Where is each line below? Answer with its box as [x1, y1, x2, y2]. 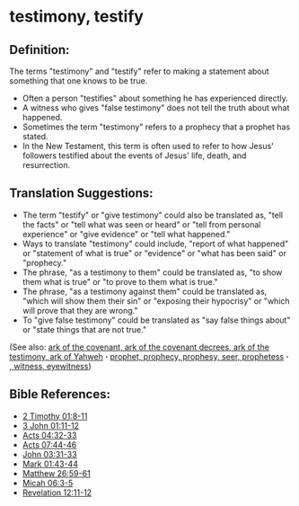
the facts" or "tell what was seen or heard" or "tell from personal [22, 218, 261, 230]
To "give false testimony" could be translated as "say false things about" [22, 315, 291, 325]
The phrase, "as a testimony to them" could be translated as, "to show [22, 267, 283, 278]
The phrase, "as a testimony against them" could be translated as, [22, 286, 268, 297]
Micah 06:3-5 [22, 477, 74, 488]
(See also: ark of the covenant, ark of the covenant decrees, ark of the [9, 342, 269, 352]
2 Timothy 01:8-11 [22, 411, 88, 422]
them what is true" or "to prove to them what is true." [22, 276, 218, 287]
